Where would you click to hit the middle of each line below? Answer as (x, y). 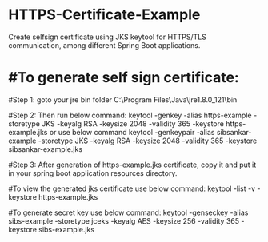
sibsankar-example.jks (45, 149)
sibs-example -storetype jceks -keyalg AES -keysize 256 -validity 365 (124, 220)
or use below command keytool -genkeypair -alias (132, 132)
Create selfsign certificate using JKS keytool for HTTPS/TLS (107, 37)
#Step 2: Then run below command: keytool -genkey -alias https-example (130, 115)
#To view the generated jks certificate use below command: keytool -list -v (132, 188)
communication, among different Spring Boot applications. (104, 45)
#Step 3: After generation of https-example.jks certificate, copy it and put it (132, 165)
